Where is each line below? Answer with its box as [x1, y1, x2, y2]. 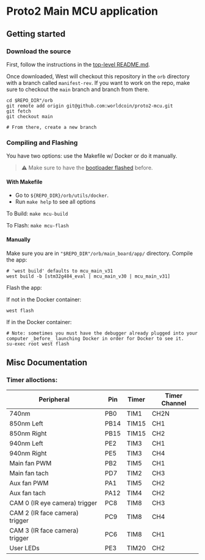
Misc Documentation [6, 357, 87, 367]
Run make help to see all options [15, 198, 96, 205]
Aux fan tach [9, 489, 46, 498]
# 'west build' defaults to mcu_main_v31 [6, 268, 113, 274]
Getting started [6, 29, 66, 39]
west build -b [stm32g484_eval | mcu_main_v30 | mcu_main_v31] [6, 273, 171, 279]
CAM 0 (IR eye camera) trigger [9, 499, 98, 507]
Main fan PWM [9, 459, 52, 468]
